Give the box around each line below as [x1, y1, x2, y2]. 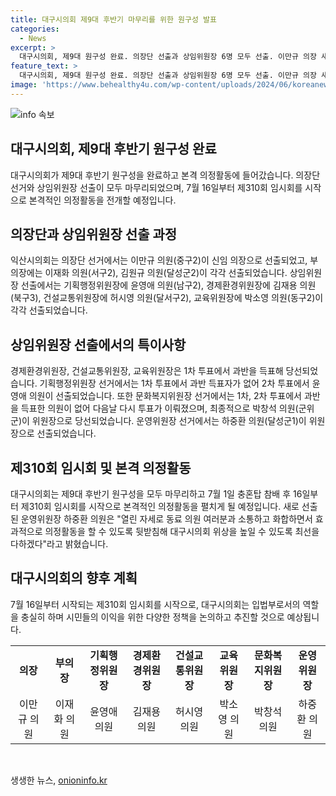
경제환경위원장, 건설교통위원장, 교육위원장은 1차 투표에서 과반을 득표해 [10, 365, 284, 377]
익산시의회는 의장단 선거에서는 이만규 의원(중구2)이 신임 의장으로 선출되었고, [10, 254, 308, 266]
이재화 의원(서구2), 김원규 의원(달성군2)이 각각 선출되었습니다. [44, 267, 288, 279]
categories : [10, 24, 60, 34]
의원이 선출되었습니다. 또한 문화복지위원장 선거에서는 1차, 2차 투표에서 [28, 390, 302, 402]
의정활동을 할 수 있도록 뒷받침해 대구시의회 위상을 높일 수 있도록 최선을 [44, 526, 320, 537]
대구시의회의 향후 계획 [10, 570, 138, 587]
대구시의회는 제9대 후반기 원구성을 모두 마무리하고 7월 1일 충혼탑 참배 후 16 [10, 488, 303, 500]
